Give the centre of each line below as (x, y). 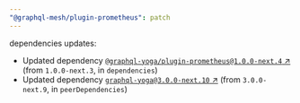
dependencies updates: (53, 43)
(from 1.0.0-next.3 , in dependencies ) (90, 70)
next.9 (35, 90)
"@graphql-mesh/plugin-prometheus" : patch (90, 17)
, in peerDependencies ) (87, 89)
